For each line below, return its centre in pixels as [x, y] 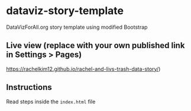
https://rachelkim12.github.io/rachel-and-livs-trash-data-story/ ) [83, 69]
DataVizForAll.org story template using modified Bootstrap [77, 27]
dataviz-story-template [65, 11]
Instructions [29, 87]
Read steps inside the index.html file [51, 102]
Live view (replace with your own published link [96, 46]
